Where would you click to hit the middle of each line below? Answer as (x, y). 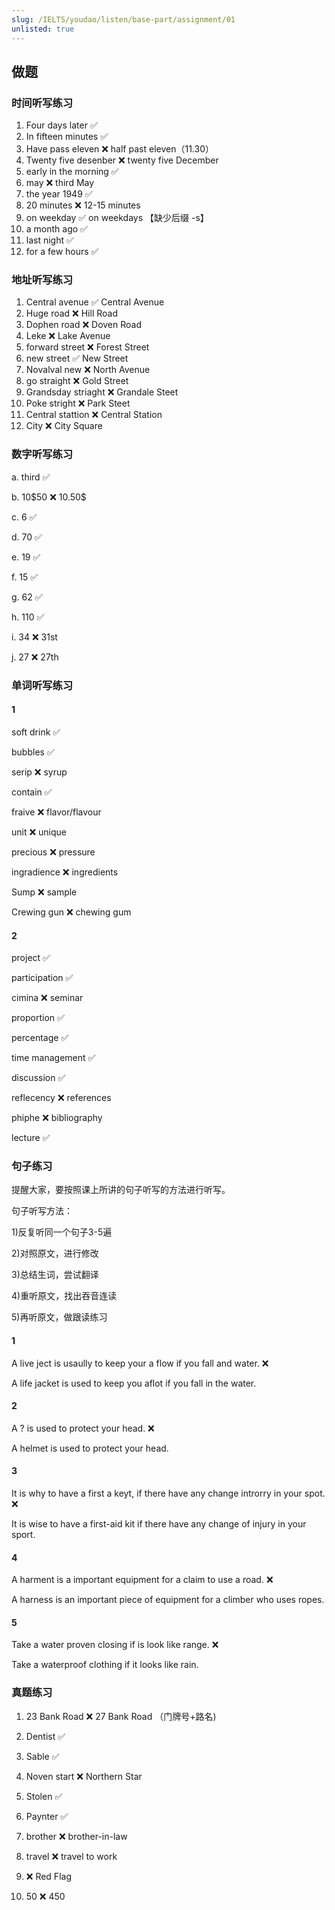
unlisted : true (43, 29)
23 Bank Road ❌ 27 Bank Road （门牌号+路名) (121, 1716)
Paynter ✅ (47, 1816)
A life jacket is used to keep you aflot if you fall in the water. (134, 1383)
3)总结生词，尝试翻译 (55, 1275)
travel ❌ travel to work (71, 1856)
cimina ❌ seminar (47, 998)
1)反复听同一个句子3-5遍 (62, 1232)
